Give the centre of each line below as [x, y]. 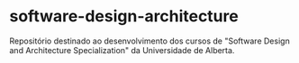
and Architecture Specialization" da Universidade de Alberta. [122, 50]
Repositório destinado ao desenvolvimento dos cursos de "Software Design [149, 41]
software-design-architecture [124, 16]
